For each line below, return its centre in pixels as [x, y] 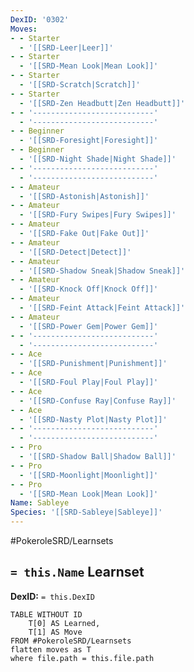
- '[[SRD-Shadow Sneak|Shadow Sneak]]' [102, 271]
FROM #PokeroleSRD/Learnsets [71, 641]
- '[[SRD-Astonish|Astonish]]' [84, 196]
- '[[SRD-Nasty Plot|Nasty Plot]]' [93, 419]
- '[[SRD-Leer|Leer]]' [66, 47]
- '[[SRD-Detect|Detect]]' [75, 252]
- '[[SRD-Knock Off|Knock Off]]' [89, 289]
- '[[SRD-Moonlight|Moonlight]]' [89, 475]
